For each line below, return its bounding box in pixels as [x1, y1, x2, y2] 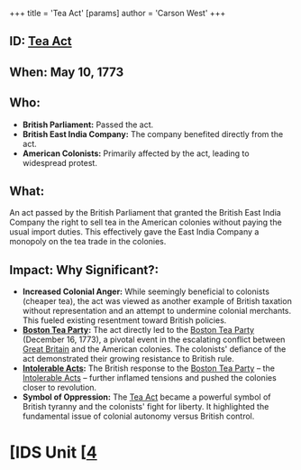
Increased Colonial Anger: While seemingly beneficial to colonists [22, 286, 270, 297]
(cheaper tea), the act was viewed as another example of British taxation [22, 296, 293, 307]
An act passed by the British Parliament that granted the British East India [9, 207, 281, 218]
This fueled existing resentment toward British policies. [22, 315, 227, 326]
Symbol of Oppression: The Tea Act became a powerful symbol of [22, 392, 271, 402]
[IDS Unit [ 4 [9, 442, 97, 463]
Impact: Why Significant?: [9, 262, 160, 278]
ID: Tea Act [9, 33, 72, 49]
